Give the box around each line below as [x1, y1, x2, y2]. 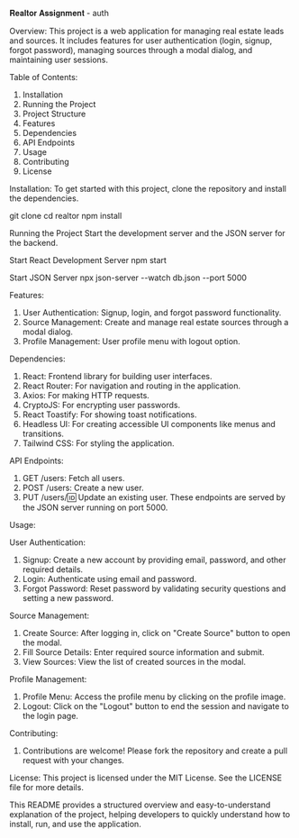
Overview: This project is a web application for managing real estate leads [9, 26, 285, 36]
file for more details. [9, 782, 84, 792]
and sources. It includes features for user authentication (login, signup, [9, 35, 273, 46]
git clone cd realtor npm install [9, 211, 122, 221]
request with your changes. [22, 755, 124, 765]
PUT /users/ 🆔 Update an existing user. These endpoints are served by [22, 492, 286, 503]
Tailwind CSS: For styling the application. [22, 438, 175, 449]
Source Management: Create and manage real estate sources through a [22, 317, 289, 327]
